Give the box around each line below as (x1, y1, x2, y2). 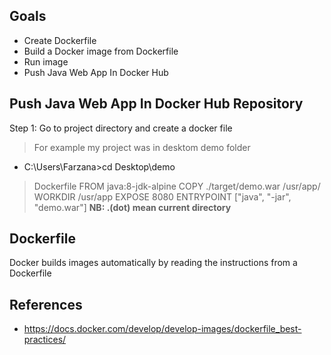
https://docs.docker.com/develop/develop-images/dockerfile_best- (23, 323, 302, 335)
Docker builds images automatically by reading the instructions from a (9, 257, 298, 269)
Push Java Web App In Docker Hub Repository (9, 95, 304, 113)
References (9, 296, 83, 313)
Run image (23, 55, 69, 68)
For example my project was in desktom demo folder (33, 141, 251, 153)
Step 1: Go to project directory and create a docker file (9, 122, 233, 134)
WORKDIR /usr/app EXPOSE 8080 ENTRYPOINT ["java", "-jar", (33, 190, 292, 203)
